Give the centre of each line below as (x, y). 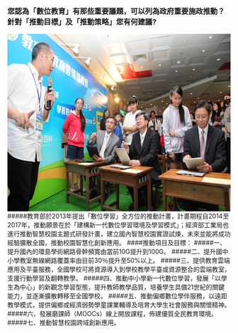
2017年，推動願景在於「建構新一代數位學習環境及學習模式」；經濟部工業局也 (118, 225)
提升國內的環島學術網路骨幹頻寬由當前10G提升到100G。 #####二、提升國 (115, 252)
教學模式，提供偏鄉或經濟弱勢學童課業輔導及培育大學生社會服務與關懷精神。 (119, 305)
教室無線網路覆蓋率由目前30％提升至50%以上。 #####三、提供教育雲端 (125, 261)
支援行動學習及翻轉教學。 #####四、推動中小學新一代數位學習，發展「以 (114, 278)
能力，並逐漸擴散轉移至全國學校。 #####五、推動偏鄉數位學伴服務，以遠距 (118, 296)
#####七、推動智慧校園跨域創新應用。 (64, 323)
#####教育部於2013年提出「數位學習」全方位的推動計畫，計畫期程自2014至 (118, 216)
